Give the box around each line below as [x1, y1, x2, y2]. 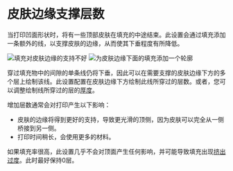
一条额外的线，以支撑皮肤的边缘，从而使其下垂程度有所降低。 [7, 39, 184, 47]
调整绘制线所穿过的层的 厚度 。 [12, 86, 98, 94]
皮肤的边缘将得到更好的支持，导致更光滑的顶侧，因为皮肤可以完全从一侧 [17, 115, 224, 123]
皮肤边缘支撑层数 [7, 6, 105, 22]
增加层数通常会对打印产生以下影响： [7, 100, 111, 109]
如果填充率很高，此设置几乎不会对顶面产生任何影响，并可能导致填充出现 [7, 147, 214, 156]
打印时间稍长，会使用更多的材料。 [17, 132, 115, 141]
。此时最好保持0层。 [19, 156, 78, 164]
